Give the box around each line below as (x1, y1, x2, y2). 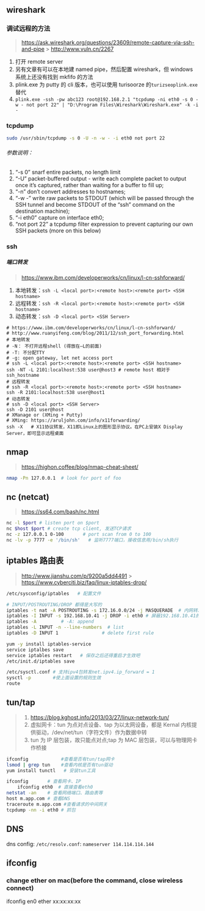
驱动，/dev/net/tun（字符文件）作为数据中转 (35, 728, 148, 736)
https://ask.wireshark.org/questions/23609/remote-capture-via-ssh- (21, 39, 195, 46)
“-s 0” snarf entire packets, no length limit (15, 168, 121, 176)
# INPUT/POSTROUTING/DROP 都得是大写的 (6, 601, 103, 608)
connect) (6, 883, 34, 892)
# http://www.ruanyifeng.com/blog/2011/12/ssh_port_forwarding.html (6, 330, 184, 336)
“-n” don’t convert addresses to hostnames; (15, 188, 126, 195)
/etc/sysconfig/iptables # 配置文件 (6, 590, 102, 597)
